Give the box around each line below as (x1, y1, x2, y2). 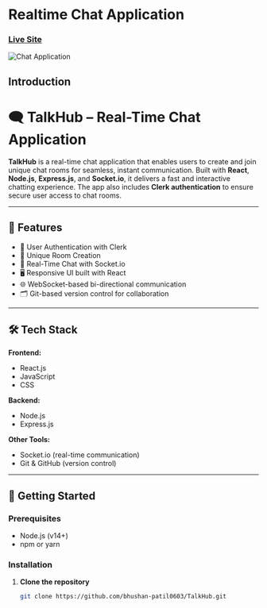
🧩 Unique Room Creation (19, 250, 101, 260)
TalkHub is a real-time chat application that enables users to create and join (8, 156, 257, 166)
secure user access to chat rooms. (8, 190, 122, 200)
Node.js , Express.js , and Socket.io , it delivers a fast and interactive (8, 173, 230, 183)
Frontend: (8, 348, 42, 358)
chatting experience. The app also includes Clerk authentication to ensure (8, 182, 254, 191)
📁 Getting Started (8, 489, 96, 502)
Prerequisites (8, 513, 61, 524)
